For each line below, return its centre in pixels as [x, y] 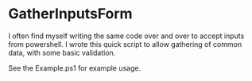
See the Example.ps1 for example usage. [75, 67]
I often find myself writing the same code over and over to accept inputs [126, 36]
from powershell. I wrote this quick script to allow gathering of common [125, 44]
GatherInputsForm [70, 14]
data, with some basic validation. [62, 52]
